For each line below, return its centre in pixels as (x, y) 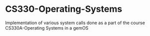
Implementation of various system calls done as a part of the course (75, 23)
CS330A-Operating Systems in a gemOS (47, 28)
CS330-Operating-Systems (64, 9)
